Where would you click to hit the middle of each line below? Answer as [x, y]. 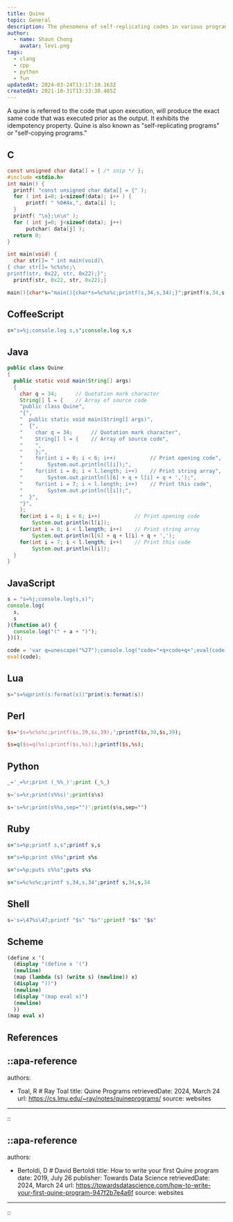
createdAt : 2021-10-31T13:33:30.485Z [62, 91]
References [33, 1038]
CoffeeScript [36, 314]
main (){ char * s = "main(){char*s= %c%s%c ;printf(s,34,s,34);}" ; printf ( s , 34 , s [116, 292]
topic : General [29, 20]
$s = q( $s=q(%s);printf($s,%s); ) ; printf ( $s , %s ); [76, 745]
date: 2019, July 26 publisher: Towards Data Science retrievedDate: [113, 1178]
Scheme [25, 942]
